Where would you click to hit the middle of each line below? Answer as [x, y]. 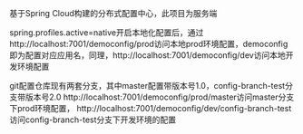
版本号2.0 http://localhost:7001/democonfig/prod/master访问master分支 [160, 97]
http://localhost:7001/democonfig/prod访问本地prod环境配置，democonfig [149, 44]
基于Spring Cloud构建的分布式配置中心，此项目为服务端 [113, 13]
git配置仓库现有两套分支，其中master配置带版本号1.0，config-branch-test [147, 86]
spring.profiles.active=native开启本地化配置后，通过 [107, 33]
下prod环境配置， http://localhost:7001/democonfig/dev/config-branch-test [151, 108]
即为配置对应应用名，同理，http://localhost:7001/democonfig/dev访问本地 [147, 55]
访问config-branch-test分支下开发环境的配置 [93, 120]
